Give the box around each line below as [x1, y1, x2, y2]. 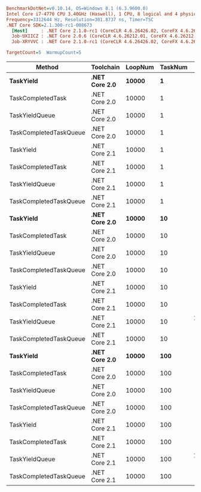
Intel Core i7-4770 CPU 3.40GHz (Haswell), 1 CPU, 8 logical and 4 [6, 11, 178, 17]
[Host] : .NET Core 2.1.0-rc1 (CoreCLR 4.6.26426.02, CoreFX [11, 27, 178, 33]
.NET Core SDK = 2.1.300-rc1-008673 [6, 22, 93, 28]
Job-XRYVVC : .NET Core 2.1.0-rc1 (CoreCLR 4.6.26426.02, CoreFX [11, 39, 178, 45]
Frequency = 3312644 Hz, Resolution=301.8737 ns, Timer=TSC [6, 16, 154, 23]
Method [35, 63, 59, 71]
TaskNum [159, 63, 188, 71]
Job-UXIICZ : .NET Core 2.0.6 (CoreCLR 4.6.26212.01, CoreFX [11, 33, 167, 39]
